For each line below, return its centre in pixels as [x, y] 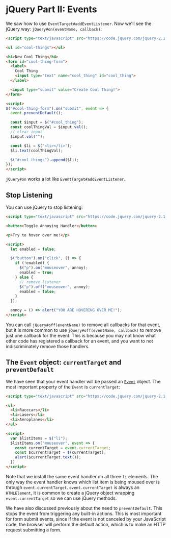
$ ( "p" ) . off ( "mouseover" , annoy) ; [55, 287]
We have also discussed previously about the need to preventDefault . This [84, 508]
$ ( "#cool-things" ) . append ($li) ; [45, 160]
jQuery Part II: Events [51, 9]
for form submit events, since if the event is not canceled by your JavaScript [86, 519]
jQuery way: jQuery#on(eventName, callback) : [54, 29]
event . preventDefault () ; [37, 113]
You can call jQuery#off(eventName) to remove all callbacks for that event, [83, 325]
